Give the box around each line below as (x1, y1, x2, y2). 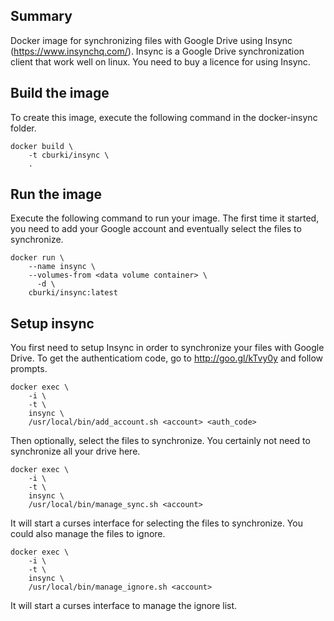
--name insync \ (28, 262, 97, 272)
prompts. (10, 363, 48, 375)
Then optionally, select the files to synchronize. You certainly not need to (10, 435, 311, 447)
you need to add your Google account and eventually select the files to (10, 223, 302, 235)
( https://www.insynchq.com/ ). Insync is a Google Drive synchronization (10, 45, 305, 57)
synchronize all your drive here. (10, 445, 141, 458)
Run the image (10, 186, 103, 203)
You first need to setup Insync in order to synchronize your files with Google (10, 342, 325, 354)
